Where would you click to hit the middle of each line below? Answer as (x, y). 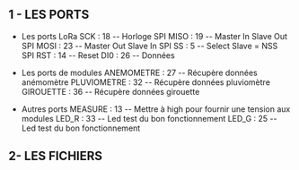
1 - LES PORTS (49, 15)
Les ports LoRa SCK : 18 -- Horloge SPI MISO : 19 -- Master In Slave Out (154, 36)
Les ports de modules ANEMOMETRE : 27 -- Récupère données (139, 72)
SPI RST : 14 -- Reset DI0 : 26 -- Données (98, 55)
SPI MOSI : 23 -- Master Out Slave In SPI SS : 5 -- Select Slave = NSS (149, 46)
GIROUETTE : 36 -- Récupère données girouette (110, 91)
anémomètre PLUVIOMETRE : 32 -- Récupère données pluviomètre (146, 82)
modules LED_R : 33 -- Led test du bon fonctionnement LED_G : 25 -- (149, 118)
